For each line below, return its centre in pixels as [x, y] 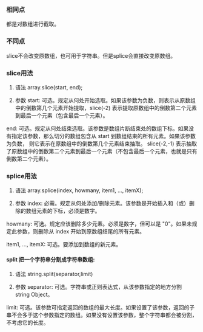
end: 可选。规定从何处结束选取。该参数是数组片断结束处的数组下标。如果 [98, 128]
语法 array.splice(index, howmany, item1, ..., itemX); [79, 190]
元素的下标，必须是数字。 [68, 211]
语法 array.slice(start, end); [49, 87]
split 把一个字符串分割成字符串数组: [51, 259]
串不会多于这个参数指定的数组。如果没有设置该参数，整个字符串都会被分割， [102, 315]
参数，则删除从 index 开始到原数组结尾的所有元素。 [81, 232]
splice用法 [22, 176]
